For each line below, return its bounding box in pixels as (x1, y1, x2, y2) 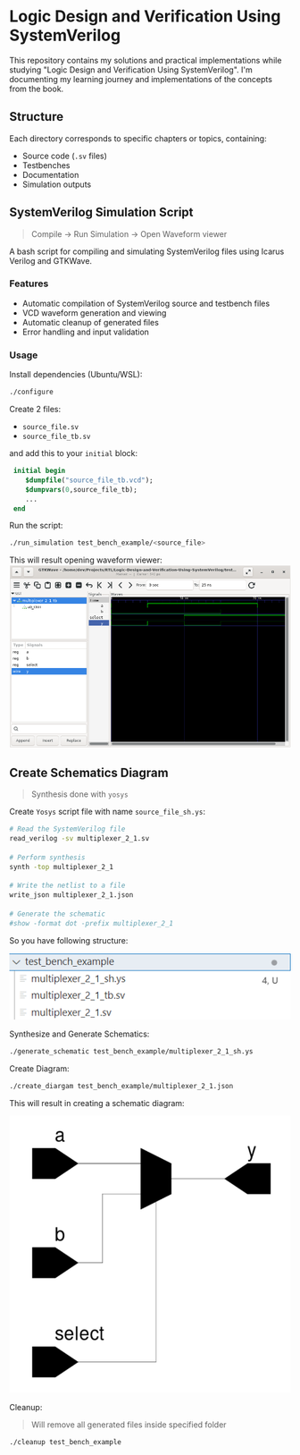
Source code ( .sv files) (21, 150, 107, 161)
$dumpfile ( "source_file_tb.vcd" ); (25, 476, 154, 485)
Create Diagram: (9, 1063, 70, 1074)
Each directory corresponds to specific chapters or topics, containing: (9, 132, 267, 144)
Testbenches (21, 159, 71, 171)
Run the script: (9, 520, 63, 531)
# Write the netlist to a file (9, 881, 126, 891)
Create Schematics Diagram (9, 765, 169, 780)
